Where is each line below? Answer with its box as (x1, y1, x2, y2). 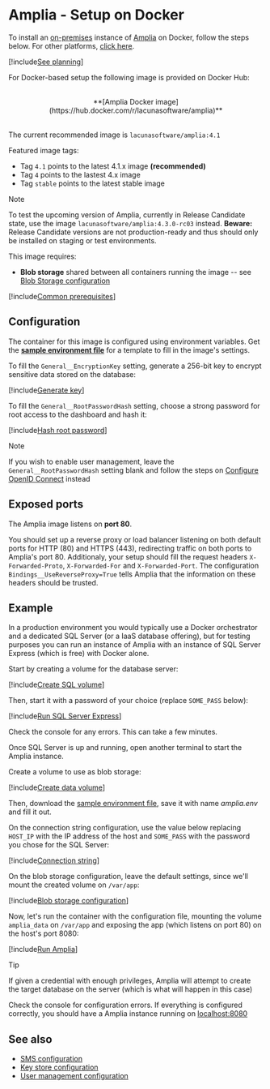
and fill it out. (8, 807, 53, 817)
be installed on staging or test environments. (8, 235, 157, 245)
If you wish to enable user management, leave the (8, 457, 175, 466)
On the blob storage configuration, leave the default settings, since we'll (8, 872, 249, 881)
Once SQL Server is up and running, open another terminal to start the (8, 743, 243, 752)
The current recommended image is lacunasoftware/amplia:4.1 (8, 130, 221, 139)
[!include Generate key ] (8, 385, 85, 395)
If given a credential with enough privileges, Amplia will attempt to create (8, 975, 251, 986)
